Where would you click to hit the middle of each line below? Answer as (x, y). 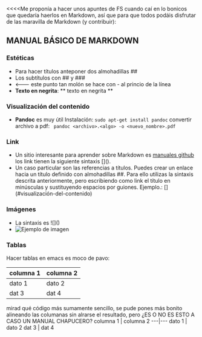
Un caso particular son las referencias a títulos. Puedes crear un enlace (104, 168)
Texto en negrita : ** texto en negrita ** (64, 90)
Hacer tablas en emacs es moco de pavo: (58, 258)
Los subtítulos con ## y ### (50, 78)
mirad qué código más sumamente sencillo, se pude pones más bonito (94, 308)
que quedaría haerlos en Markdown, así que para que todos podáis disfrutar (101, 15)
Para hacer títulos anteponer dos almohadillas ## (76, 71)
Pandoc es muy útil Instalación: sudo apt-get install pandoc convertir (103, 119)
